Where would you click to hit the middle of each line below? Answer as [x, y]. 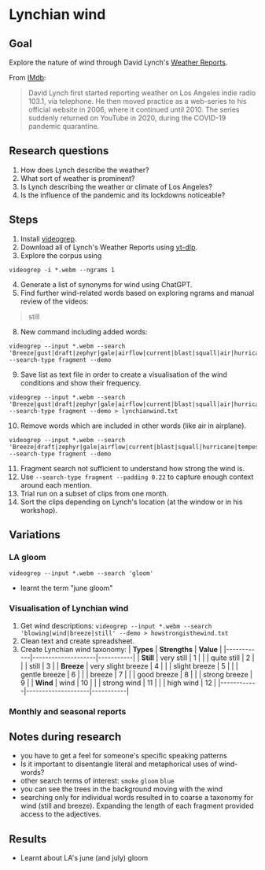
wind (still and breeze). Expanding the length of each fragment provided [137, 806]
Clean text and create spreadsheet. [77, 641]
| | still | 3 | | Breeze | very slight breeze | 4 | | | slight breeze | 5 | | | [129, 665]
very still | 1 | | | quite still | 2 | [207, 658]
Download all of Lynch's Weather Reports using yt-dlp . [109, 247]
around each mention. [56, 485]
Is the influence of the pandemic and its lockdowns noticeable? [123, 195]
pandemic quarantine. [64, 126]
